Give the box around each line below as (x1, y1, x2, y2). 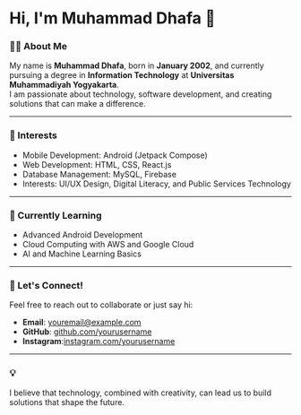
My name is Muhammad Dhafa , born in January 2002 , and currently (9, 60, 264, 71)
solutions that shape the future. (9, 396, 125, 407)
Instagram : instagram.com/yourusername (21, 336, 176, 347)
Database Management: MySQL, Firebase (21, 169, 177, 179)
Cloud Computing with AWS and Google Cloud (21, 239, 194, 250)
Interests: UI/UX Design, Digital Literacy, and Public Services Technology (21, 178, 291, 189)
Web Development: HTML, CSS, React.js (21, 159, 172, 169)
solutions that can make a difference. (9, 99, 146, 109)
